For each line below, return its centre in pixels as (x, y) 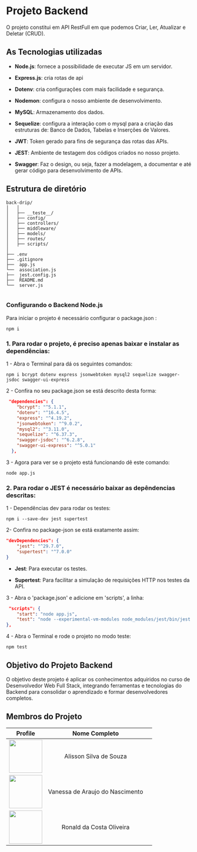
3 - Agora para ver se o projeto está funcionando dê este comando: (88, 462)
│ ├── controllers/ (33, 223)
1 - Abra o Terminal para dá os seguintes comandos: (69, 364)
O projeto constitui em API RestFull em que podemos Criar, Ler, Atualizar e (96, 27)
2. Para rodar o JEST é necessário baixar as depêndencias (91, 488)
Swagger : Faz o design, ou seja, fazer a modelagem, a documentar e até (103, 164)
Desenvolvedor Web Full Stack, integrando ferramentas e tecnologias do (94, 685)
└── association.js (31, 270)
